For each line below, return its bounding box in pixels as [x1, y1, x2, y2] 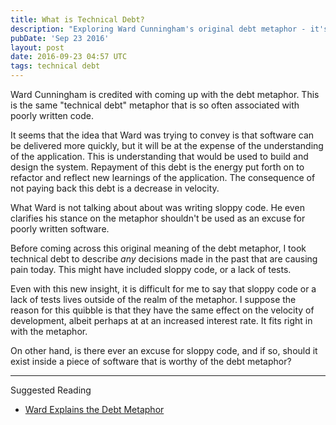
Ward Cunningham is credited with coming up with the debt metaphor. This [10, 89, 320, 100]
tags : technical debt [10, 61, 101, 71]
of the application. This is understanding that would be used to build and [10, 151, 309, 162]
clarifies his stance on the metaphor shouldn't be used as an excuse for [10, 212, 306, 224]
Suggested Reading [10, 384, 92, 396]
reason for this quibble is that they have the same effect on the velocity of [10, 304, 315, 316]
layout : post [10, 42, 65, 53]
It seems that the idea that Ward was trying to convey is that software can [10, 129, 315, 141]
